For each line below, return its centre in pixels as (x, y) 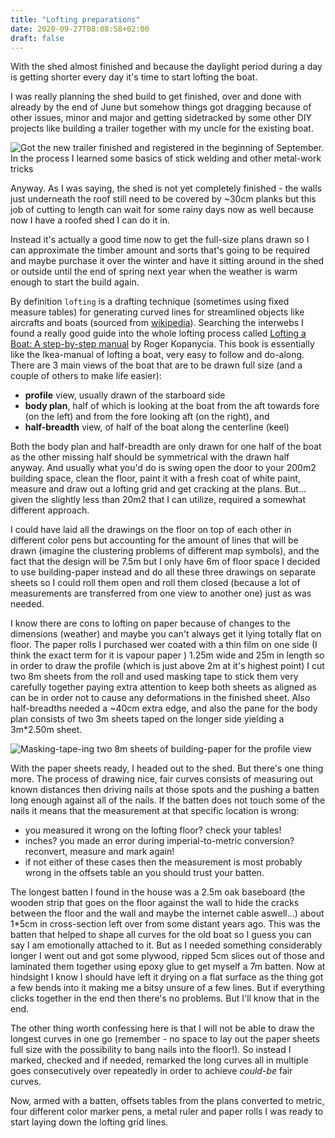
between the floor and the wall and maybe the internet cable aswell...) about (167, 913)
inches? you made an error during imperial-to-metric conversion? (159, 841)
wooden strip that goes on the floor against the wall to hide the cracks (155, 903)
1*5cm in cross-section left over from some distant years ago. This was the (165, 924)
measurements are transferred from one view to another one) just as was (161, 593)
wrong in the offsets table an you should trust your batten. (144, 873)
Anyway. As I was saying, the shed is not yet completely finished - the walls (166, 188)
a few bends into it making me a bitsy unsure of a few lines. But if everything (167, 988)
